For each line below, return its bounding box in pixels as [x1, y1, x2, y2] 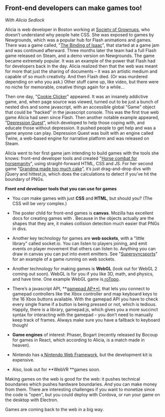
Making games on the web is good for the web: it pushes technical [5, 376, 140, 382]
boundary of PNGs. [5, 176, 44, 182]
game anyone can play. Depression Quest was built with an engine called [5, 130, 154, 136]
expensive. [12, 357, 34, 363]
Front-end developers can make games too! [5, 4, 142, 12]
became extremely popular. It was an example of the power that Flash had [5, 58, 156, 63]
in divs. [12, 226, 27, 232]
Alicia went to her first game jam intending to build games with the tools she [5, 150, 159, 156]
